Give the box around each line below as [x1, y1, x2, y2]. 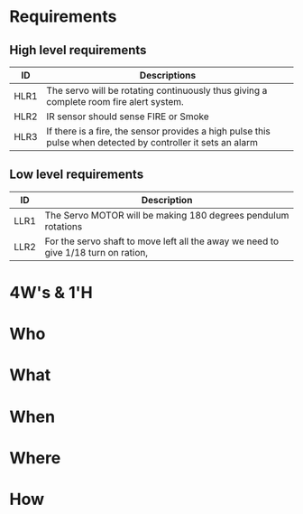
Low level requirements [9, 167, 144, 182]
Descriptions [139, 70, 197, 81]
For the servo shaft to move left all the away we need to [44, 235, 280, 248]
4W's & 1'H [9, 283, 93, 303]
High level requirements [9, 42, 147, 58]
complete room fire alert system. [46, 96, 185, 107]
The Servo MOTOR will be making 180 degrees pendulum [44, 209, 289, 221]
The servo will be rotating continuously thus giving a [46, 84, 268, 97]
